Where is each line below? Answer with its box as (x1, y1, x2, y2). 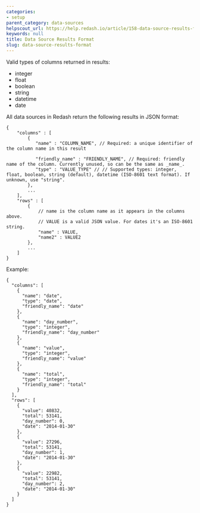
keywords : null (6, 31, 44, 37)
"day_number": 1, (21, 449, 65, 455)
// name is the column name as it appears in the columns (37, 208, 185, 214)
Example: (6, 265, 29, 273)
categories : (6, 8, 36, 15)
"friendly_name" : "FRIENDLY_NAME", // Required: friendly (35, 156, 185, 162)
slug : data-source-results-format (6, 42, 92, 48)
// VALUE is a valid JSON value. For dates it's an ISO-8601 (37, 218, 193, 224)
